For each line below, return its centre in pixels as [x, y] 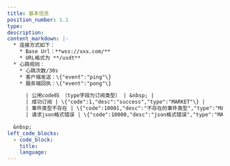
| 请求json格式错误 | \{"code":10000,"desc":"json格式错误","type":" [121, 115]
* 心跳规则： [29, 64]
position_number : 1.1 [38, 20]
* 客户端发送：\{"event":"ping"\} [65, 77]
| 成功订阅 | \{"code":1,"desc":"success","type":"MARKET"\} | [115, 102]
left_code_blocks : [33, 133]
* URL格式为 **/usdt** [50, 58]
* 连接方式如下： [34, 45]
